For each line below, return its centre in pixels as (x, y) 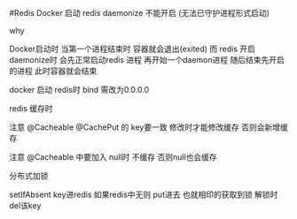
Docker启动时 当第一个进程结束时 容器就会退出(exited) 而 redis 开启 (132, 49)
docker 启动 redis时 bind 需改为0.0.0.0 (79, 90)
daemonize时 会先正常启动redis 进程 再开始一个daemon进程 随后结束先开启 (147, 60)
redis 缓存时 (31, 108)
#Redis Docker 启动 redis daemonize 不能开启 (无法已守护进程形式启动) (140, 13)
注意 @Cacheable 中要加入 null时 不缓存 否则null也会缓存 (113, 157)
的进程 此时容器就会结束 (53, 71)
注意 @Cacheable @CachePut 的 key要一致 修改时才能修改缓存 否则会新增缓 (148, 127)
